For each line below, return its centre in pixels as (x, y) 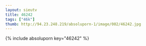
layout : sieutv (21, 10)
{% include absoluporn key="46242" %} (47, 38)
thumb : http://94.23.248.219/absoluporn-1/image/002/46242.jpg (73, 24)
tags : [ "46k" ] (20, 19)
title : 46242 (19, 15)
